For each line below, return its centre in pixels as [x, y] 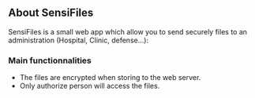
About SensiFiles [51, 13]
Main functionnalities [50, 60]
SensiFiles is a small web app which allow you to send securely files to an [127, 31]
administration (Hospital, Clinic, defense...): [78, 40]
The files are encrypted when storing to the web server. [110, 78]
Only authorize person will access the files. [90, 86]
